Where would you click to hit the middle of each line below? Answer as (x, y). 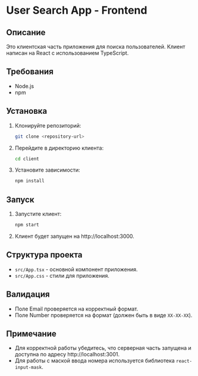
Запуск (20, 199)
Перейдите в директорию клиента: (59, 148)
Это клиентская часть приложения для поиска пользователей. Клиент (96, 46)
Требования (30, 72)
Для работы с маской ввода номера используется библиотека (95, 361)
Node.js (24, 86)
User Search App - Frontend (77, 10)
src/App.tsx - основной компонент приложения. (76, 269)
